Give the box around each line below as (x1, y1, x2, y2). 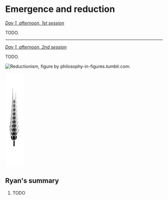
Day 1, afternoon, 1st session (5, 20, 64, 26)
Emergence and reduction (5, 3, 115, 15)
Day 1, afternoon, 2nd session (5, 44, 67, 50)
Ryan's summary (5, 177, 59, 185)
